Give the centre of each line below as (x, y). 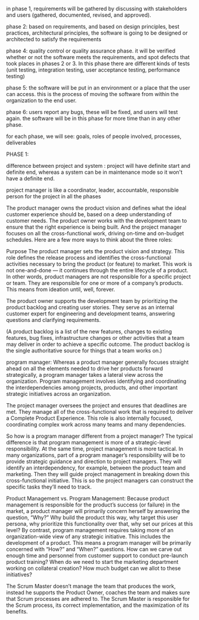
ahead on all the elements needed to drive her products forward (85, 369)
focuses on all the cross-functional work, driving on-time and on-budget (95, 233)
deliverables (21, 142)
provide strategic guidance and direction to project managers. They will (94, 461)
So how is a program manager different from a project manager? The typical (99, 436)
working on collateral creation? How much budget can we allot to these (94, 568)
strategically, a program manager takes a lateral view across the (85, 375)
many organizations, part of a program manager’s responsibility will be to (96, 455)
